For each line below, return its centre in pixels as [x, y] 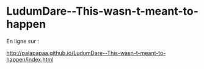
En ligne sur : [23, 41]
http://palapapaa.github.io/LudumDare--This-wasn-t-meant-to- [86, 53]
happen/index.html [30, 59]
